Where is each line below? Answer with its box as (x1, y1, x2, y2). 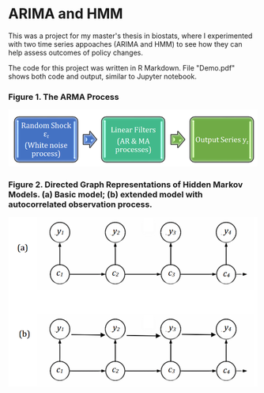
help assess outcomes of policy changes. (8, 48, 144, 57)
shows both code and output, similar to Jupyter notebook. (8, 71, 198, 81)
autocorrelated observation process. (8, 199, 153, 210)
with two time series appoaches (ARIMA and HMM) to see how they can (8, 39, 243, 48)
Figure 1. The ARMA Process (8, 91, 119, 102)
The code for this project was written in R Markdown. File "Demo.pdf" (8, 63, 236, 72)
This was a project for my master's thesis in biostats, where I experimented (8, 31, 253, 40)
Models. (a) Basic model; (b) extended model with (8, 189, 203, 200)
